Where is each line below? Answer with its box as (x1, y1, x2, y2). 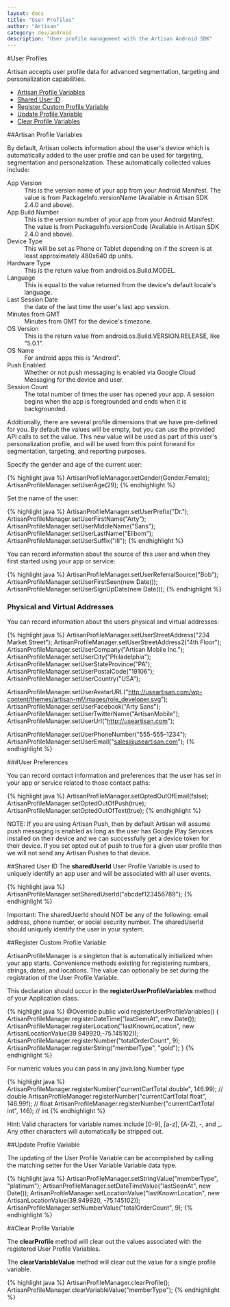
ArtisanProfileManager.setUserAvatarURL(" (7, 688, 129, 696)
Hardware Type (7, 259, 51, 267)
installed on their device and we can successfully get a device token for (7, 834, 209, 843)
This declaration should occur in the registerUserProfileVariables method (7, 987, 217, 995)
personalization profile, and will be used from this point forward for (7, 440, 196, 448)
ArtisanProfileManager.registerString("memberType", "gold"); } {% (7, 1044, 194, 1052)
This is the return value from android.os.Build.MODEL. (24, 267, 177, 275)
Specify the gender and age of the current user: (7, 461, 142, 469)
